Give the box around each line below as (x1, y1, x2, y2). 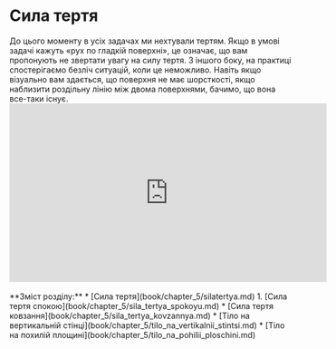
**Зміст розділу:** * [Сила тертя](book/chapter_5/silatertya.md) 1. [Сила (9, 291, 288, 302)
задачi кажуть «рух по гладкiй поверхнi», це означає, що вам (9, 44, 248, 55)
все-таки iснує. (9, 92, 69, 104)
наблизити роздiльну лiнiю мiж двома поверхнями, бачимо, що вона (9, 83, 276, 94)
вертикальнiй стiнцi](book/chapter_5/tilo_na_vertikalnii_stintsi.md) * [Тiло (9, 319, 285, 331)
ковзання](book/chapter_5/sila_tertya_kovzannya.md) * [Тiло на (9, 310, 251, 321)
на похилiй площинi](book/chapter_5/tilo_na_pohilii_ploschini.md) (9, 329, 256, 340)
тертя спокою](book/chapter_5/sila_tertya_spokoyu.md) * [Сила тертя (9, 300, 274, 311)
